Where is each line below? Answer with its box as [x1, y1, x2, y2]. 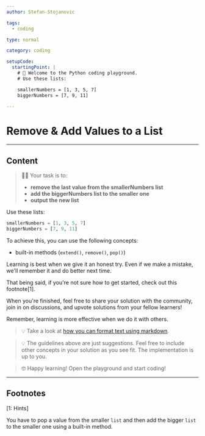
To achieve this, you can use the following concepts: [6, 237, 138, 244]
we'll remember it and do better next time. [6, 266, 112, 274]
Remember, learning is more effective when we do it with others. [6, 315, 169, 323]
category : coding [6, 48, 51, 54]
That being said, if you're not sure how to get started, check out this [6, 279, 178, 286]
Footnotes [6, 388, 46, 399]
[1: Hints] [6, 404, 29, 412]
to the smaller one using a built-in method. [6, 423, 113, 430]
